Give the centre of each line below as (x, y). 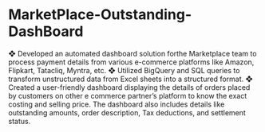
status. (20, 121)
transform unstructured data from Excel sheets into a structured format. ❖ (131, 79)
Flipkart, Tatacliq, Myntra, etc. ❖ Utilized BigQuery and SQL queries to (124, 70)
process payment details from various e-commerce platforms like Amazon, (131, 62)
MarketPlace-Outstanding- (100, 15)
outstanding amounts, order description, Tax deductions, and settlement (127, 112)
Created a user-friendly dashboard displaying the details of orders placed (129, 87)
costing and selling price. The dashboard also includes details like (117, 104)
